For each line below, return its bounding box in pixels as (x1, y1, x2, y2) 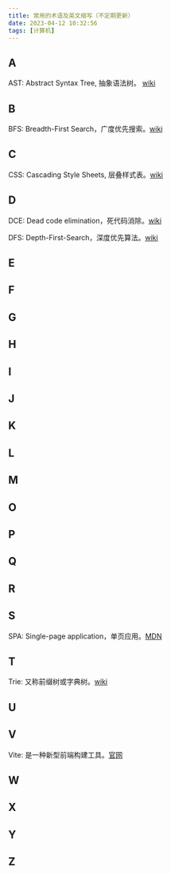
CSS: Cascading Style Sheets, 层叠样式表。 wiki (8, 169, 163, 180)
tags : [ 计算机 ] (8, 26, 56, 34)
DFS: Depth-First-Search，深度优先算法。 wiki (8, 232, 158, 242)
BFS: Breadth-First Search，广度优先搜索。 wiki (8, 125, 163, 133)
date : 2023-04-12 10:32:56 (8, 19, 98, 27)
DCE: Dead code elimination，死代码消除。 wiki (8, 216, 161, 225)
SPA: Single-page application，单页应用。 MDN (8, 631, 162, 641)
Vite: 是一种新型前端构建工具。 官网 (8, 749, 123, 759)
